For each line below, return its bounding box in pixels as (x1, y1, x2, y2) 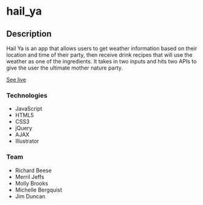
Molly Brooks (15, 179, 49, 187)
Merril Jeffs (15, 173, 44, 181)
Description (6, 29, 52, 39)
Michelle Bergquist (15, 186, 63, 193)
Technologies (6, 91, 47, 99)
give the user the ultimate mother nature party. (6, 64, 123, 71)
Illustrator (15, 137, 40, 145)
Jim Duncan (15, 192, 46, 200)
